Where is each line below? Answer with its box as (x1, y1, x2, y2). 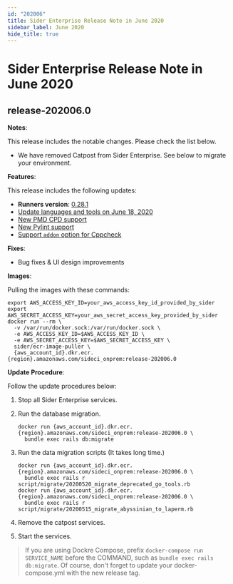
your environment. (17, 158, 72, 168)
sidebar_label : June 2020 (7, 24, 84, 31)
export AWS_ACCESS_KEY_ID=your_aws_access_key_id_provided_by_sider (7, 299, 215, 307)
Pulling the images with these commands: (7, 286, 130, 294)
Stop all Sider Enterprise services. (17, 396, 118, 404)
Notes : (7, 123, 28, 132)
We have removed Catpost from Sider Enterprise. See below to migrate (17, 151, 227, 160)
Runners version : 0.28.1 (17, 200, 89, 209)
